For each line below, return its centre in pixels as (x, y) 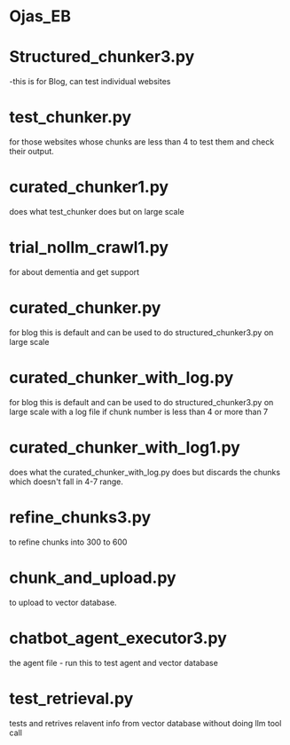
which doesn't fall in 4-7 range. (67, 482)
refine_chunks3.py (80, 517)
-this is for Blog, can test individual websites (90, 82)
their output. (32, 152)
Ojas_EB (40, 16)
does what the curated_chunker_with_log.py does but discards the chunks (145, 472)
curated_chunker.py (85, 308)
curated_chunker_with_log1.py (125, 447)
